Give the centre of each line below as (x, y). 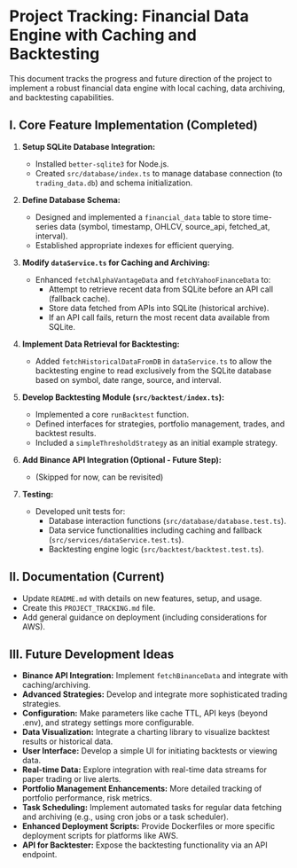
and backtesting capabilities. (62, 97)
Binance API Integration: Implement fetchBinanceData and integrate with (155, 676)
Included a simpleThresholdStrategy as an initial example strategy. (156, 442)
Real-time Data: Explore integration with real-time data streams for (145, 770)
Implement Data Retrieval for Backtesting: (101, 344)
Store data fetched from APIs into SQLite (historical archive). (159, 308)
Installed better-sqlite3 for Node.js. (102, 164)
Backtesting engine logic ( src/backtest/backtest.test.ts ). (156, 549)
